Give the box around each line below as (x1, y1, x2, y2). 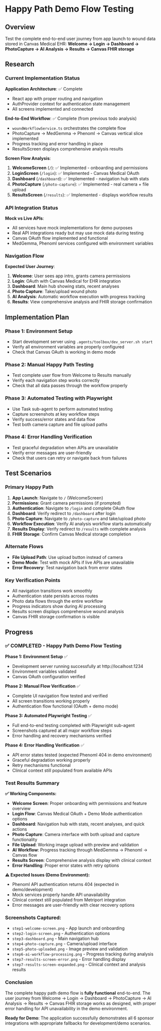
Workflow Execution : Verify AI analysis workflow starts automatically (12, 520, 152, 527)
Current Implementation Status (5, 75, 80, 81)
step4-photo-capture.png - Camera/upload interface (12, 941, 117, 947)
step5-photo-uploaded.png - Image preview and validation (12, 946, 128, 952)
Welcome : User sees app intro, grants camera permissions (12, 273, 130, 279)
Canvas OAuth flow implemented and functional (12, 235, 108, 241)
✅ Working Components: (5, 791, 57, 797)
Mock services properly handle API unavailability (12, 892, 110, 897)
